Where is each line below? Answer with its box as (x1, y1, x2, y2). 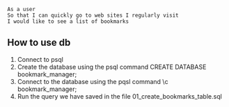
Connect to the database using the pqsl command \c (17, 77, 168, 85)
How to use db (7, 37, 71, 49)
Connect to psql (17, 55, 64, 63)
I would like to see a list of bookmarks (7, 18, 129, 25)
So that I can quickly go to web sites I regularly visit (7, 12, 179, 19)
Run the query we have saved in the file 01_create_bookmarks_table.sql (17, 92, 223, 100)
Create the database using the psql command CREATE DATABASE (17, 63, 207, 71)
